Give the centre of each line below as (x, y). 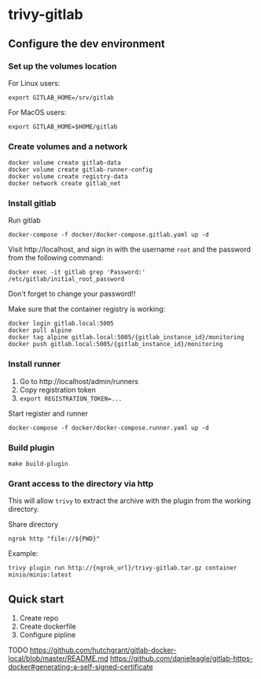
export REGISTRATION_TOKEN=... (71, 399)
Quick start (36, 599)
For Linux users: (34, 83)
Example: (23, 554)
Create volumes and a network (68, 146)
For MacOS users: (37, 112)
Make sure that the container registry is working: (87, 309)
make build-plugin (38, 464)
